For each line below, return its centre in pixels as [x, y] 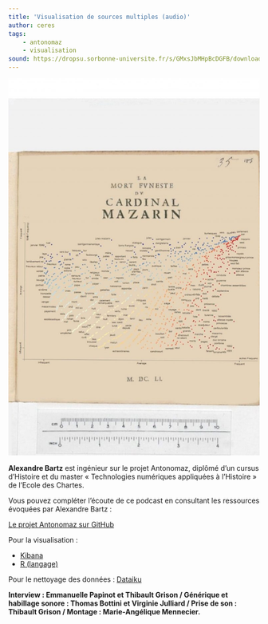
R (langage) [39, 563]
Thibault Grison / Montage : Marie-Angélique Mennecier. [104, 611]
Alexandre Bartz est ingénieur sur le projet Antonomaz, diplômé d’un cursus [134, 468]
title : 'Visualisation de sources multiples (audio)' [100, 17]
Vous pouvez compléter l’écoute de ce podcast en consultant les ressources [134, 500]
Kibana [32, 555]
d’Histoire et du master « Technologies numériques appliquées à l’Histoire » [132, 476]
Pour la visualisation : [43, 539]
